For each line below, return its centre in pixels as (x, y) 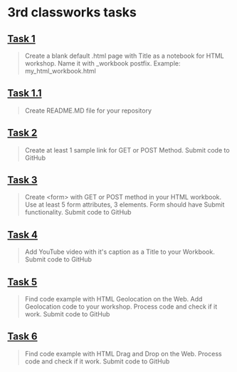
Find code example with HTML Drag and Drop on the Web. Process (123, 353)
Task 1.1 (25, 93)
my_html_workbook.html (60, 71)
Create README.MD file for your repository (88, 110)
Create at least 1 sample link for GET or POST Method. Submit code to (127, 150)
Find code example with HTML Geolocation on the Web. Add (114, 299)
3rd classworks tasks (72, 12)
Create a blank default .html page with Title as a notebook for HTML (124, 56)
